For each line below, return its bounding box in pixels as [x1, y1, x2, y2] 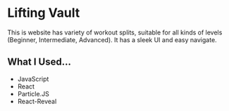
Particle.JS [17, 89, 49, 98]
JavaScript [17, 74, 49, 83]
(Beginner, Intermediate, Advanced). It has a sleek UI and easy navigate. [7, 35, 217, 44]
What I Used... [7, 56, 72, 68]
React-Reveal [17, 97, 57, 105]
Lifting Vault [7, 5, 80, 21]
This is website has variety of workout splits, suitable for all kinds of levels [7, 28, 223, 37]
